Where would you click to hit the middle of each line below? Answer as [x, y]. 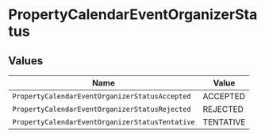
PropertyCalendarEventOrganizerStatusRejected [102, 109]
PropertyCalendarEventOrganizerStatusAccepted [102, 96]
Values [26, 61]
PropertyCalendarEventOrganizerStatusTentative [104, 122]
